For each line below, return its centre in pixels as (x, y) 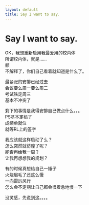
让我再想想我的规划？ (26, 158)
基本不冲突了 (18, 100)
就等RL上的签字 (21, 129)
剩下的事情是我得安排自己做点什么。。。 (44, 111)
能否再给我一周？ (22, 152)
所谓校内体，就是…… (26, 59)
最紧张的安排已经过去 (26, 82)
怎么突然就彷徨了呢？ (26, 146)
